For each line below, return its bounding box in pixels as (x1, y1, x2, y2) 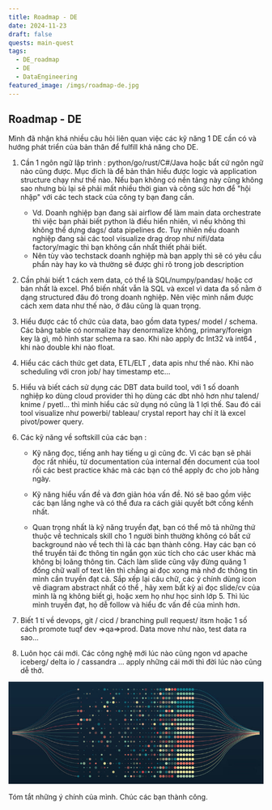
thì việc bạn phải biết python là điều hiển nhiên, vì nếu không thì (32, 217, 246, 227)
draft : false (8, 30, 53, 38)
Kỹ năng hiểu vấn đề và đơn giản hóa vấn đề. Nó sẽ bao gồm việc (32, 490, 252, 499)
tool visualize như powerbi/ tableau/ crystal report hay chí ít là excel (19, 409, 246, 418)
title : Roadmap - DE (8, 13, 79, 21)
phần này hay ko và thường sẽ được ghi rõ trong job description (32, 260, 244, 269)
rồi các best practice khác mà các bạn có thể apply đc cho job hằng (32, 465, 260, 475)
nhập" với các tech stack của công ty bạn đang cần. (19, 193, 194, 202)
